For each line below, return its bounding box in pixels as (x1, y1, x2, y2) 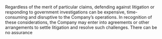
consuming (5, 14, 28, 20)
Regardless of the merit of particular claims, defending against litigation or (5, 4, 155, 10)
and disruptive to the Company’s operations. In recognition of (28, 14, 152, 20)
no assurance (5, 30, 33, 35)
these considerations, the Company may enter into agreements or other (5, 19, 150, 25)
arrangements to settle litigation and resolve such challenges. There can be (5, 25, 158, 30)
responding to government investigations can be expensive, (5, 9, 126, 15)
